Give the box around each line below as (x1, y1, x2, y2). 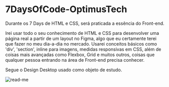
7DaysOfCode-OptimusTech (5, 4, 127, 15)
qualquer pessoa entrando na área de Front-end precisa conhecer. (5, 57, 145, 63)
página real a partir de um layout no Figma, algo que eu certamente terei (5, 35, 157, 41)
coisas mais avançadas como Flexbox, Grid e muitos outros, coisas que (5, 52, 155, 58)
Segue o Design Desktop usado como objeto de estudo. (5, 67, 122, 73)
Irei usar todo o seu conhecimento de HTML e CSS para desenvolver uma (5, 30, 159, 36)
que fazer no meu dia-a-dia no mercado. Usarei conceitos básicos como (5, 40, 157, 47)
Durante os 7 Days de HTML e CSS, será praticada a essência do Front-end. (5, 20, 165, 26)
